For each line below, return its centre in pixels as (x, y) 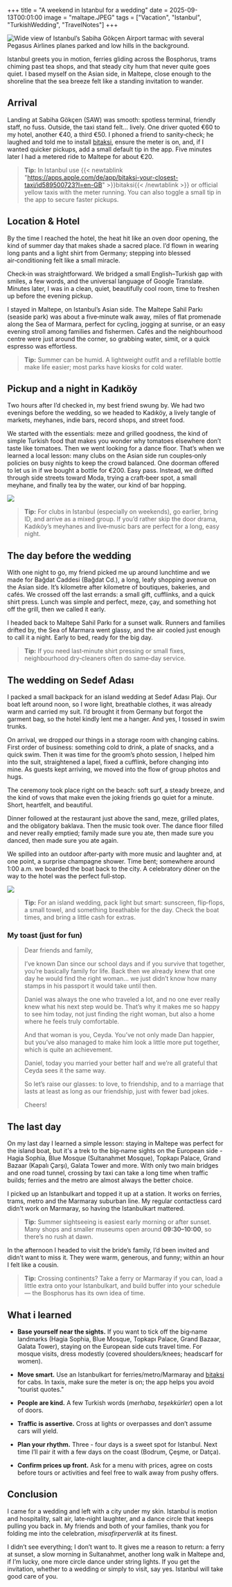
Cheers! (35, 1105)
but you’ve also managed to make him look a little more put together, (122, 1042)
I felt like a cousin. (33, 1265)
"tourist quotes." (41, 1389)
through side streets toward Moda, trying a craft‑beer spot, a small (102, 478)
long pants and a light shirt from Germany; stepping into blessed (99, 253)
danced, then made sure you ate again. (63, 841)
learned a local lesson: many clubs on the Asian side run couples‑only (107, 456)
